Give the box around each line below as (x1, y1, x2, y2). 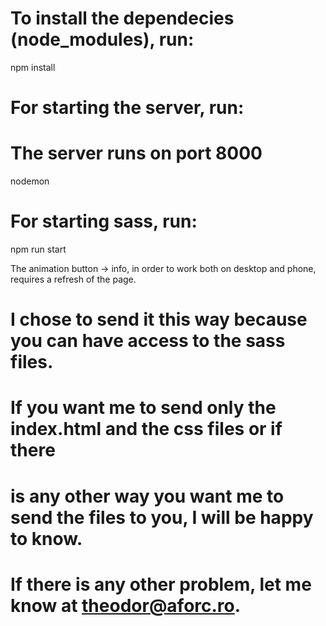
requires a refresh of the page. (10, 273, 137, 285)
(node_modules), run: (10, 28, 195, 51)
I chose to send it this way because (10, 308, 308, 331)
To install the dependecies (10, 7, 235, 30)
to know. (10, 527, 83, 550)
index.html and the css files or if (10, 418, 283, 441)
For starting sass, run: (10, 210, 198, 233)
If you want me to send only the (10, 397, 277, 419)
